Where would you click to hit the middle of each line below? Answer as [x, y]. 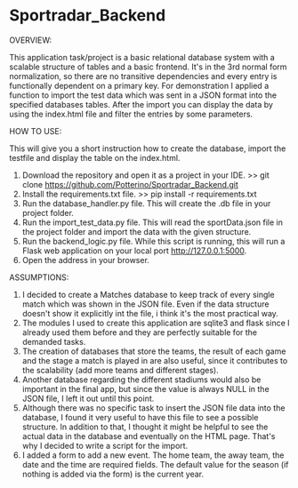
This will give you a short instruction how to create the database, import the [148, 148]
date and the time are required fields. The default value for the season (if [155, 464]
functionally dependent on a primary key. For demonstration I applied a [139, 85]
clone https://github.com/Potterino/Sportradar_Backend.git [130, 184]
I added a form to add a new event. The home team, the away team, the [153, 455]
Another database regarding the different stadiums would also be [141, 380]
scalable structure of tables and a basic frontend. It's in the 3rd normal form [148, 67]
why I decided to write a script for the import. [105, 445]
